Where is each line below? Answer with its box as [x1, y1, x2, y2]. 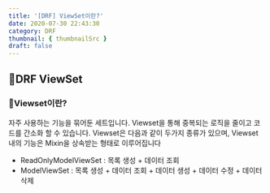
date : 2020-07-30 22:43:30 [8, 19, 100, 28]
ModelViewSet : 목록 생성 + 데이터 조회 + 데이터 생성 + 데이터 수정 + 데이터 [20, 165, 263, 175]
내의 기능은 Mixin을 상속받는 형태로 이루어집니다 [8, 138, 161, 148]
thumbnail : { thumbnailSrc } [8, 34, 107, 43]
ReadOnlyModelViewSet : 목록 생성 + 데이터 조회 [20, 155, 180, 165]
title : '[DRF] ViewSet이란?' [8, 11, 104, 20]
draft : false [8, 42, 53, 50]
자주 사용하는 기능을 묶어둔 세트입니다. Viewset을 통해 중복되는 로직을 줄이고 [8, 118, 252, 127]
